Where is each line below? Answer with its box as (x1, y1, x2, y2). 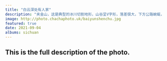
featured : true (5, 21, 37, 26)
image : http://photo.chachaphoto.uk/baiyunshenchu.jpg (5, 16, 121, 21)
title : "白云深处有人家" (5, 7, 51, 12)
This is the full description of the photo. (5, 48, 130, 57)
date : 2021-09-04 (5, 26, 41, 30)
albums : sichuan (5, 30, 39, 35)
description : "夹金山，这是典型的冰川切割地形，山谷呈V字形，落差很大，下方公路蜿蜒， (5, 12, 165, 17)
